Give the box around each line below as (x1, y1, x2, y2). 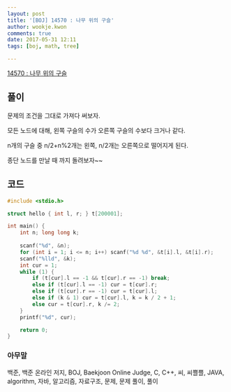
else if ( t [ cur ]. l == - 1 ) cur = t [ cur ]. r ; (32, 281, 158, 288)
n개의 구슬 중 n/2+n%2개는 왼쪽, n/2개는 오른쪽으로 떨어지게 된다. (7, 141, 188, 149)
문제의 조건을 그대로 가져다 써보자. (7, 111, 100, 120)
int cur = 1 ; (20, 262, 58, 269)
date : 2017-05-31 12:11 (7, 36, 77, 43)
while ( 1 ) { (20, 268, 54, 275)
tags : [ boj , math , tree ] (7, 43, 80, 50)
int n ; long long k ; (20, 229, 80, 237)
